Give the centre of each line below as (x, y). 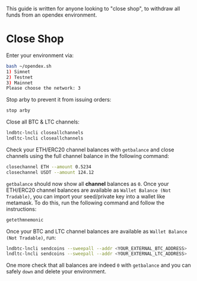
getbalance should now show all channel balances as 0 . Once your (88, 184)
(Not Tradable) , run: (31, 238)
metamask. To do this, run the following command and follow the (85, 203)
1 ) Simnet (18, 72)
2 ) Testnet (20, 77)
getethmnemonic (25, 220)
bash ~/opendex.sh (29, 66)
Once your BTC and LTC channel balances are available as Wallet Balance (97, 231)
